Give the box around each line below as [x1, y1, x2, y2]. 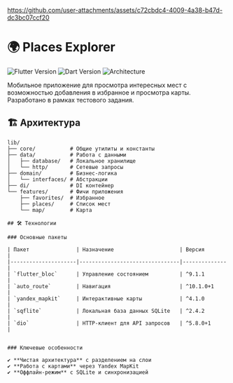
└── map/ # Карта [20, 206, 92, 213]
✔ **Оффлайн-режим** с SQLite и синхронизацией [7, 368, 149, 376]
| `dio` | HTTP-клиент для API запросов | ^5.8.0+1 [7, 319, 211, 327]
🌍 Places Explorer [7, 39, 115, 55]
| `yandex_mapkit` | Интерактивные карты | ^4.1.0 [7, 295, 205, 302]
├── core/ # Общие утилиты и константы [7, 145, 155, 152]
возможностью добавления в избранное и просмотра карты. [7, 88, 191, 97]
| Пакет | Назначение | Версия [7, 246, 205, 253]
